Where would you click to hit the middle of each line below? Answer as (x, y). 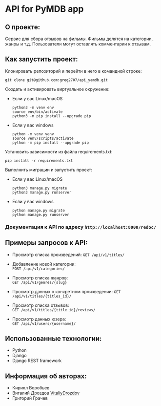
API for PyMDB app (44, 9)
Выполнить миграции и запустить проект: (49, 170)
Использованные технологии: (53, 338)
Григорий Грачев (30, 398)
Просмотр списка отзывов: (40, 305)
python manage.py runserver (40, 214)
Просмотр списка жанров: (40, 278)
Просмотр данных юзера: (39, 319)
